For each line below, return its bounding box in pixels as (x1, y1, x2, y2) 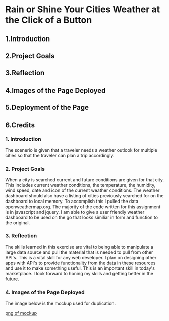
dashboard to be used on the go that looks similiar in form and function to (5, 214, 158, 221)
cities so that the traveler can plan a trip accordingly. (5, 152, 115, 158)
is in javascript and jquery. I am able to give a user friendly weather (5, 209, 145, 215)
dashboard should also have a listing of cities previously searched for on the (5, 193, 164, 199)
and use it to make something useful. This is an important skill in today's (5, 265, 155, 271)
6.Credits (5, 121, 35, 129)
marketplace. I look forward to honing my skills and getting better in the (5, 271, 154, 277)
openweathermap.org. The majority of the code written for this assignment (5, 204, 161, 210)
